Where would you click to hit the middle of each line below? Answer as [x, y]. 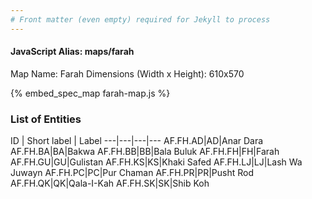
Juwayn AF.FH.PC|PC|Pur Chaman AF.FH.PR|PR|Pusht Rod [132, 173]
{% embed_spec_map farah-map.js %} [90, 93]
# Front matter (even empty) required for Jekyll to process [140, 19]
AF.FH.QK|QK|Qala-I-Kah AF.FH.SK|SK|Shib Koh [110, 183]
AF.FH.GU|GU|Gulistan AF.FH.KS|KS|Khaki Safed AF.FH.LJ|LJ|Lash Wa [156, 162]
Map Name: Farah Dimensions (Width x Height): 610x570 [127, 73]
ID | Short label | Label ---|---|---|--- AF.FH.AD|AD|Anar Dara [137, 141]
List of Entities [46, 119]
